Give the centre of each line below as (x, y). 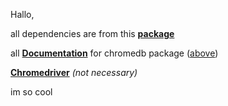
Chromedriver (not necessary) (74, 72)
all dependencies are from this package (92, 33)
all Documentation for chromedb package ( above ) (114, 53)
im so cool (31, 92)
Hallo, (22, 14)
